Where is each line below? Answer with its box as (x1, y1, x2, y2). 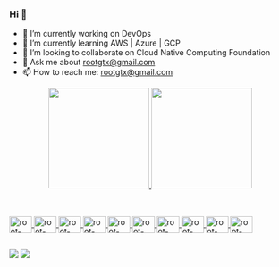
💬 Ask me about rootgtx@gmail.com (21, 57, 156, 68)
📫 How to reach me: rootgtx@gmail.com (21, 67, 173, 78)
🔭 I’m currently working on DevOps (21, 29, 152, 39)
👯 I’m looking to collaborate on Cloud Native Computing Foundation (21, 47, 271, 58)
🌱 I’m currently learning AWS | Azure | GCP (21, 38, 182, 48)
